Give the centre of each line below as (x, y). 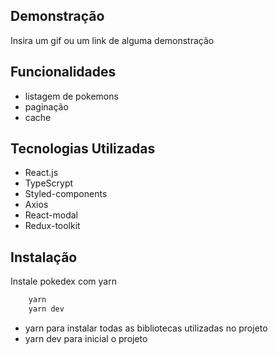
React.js (41, 173)
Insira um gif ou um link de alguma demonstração (112, 40)
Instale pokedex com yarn (63, 281)
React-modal (51, 215)
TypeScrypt (49, 183)
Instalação (44, 257)
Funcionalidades (63, 72)
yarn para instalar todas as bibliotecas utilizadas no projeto (146, 328)
